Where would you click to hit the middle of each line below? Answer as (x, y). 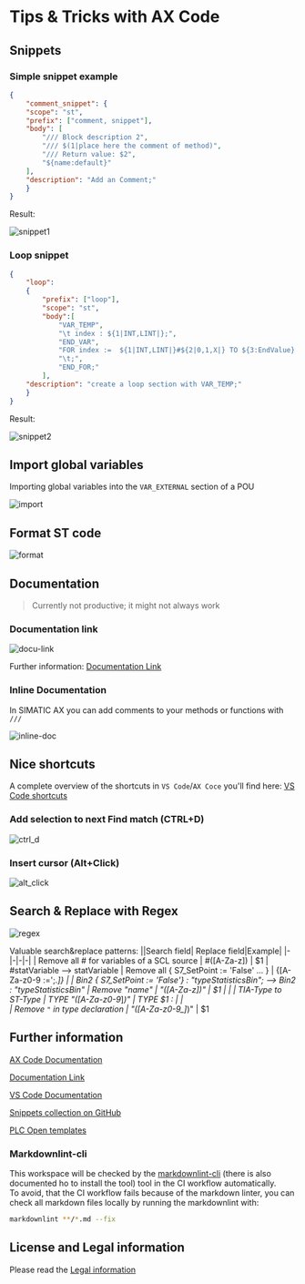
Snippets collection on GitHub (65, 1112)
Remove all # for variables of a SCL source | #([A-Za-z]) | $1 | (153, 960)
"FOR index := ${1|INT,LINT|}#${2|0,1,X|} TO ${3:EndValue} (177, 351)
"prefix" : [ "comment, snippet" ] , (89, 120)
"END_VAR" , (79, 342)
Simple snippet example (64, 76)
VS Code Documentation (56, 1095)
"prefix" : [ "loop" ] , (81, 300)
